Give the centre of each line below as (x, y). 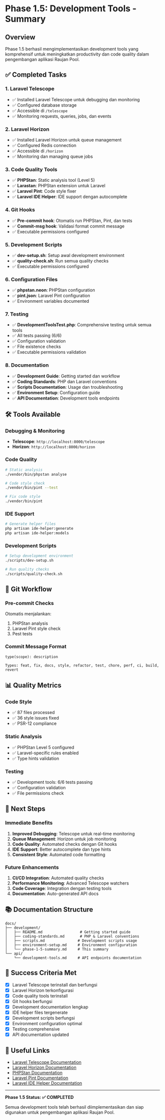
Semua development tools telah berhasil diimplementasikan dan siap (74, 1107)
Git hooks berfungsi (32, 1001)
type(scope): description (31, 657)
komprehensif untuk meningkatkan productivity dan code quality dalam (77, 54)
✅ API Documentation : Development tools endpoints (66, 398)
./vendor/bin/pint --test (31, 488)
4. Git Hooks (20, 210)
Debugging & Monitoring (35, 431)
